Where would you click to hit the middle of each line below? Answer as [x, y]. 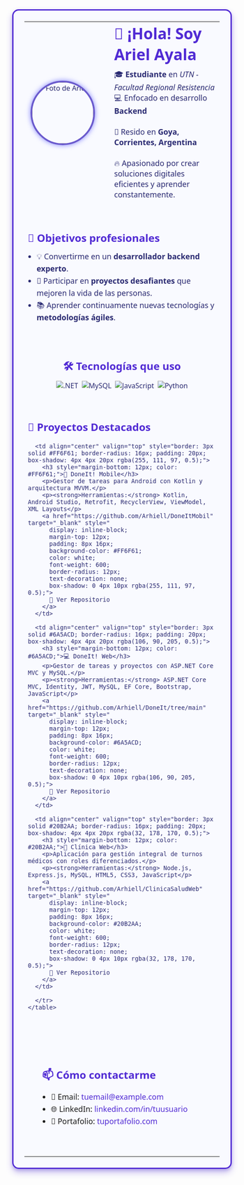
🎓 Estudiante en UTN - [156, 74]
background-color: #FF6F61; [96, 551]
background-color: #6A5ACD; [96, 743]
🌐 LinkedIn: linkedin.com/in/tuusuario [120, 1109]
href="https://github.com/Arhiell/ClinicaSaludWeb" [116, 889]
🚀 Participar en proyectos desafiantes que [114, 281]
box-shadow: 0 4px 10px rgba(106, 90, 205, [122, 778]
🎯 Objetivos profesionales [94, 238]
